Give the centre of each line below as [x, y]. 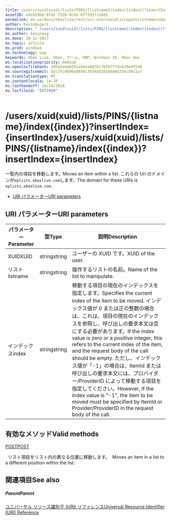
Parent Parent [20, 493]
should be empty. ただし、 [104, 358]
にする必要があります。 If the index [113, 331]
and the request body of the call [110, 351]
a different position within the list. [40, 463]
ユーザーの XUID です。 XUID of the [113, 254]
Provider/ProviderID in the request [113, 408]
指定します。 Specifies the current [112, 293]
